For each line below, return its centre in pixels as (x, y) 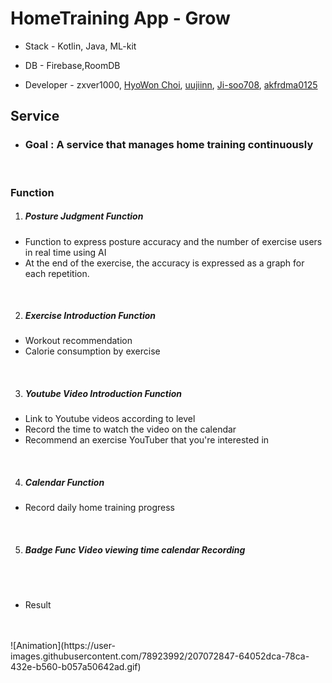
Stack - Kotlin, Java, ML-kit (80, 46)
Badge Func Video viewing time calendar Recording (135, 550)
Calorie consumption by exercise (92, 351)
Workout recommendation (78, 341)
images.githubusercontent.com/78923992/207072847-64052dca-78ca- (160, 656)
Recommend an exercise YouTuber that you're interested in (147, 440)
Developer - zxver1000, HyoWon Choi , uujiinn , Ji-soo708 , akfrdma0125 (171, 84)
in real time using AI (65, 252)
